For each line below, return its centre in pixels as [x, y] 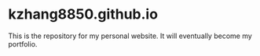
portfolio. [23, 44]
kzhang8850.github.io [83, 14]
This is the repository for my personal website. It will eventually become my [130, 36]
